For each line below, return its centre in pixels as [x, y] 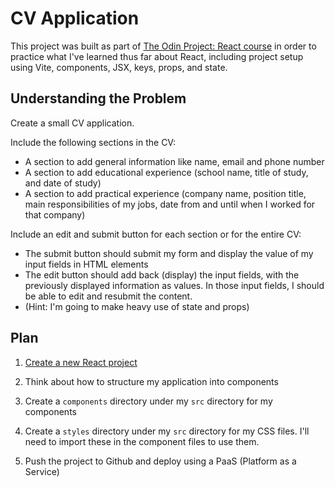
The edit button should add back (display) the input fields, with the [162, 274]
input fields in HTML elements [86, 264]
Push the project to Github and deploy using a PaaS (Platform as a [160, 461]
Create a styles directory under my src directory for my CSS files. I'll [167, 431]
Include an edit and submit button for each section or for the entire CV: [156, 234]
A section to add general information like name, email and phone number [174, 161]
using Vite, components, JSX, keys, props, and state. [119, 67]
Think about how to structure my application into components [151, 381]
